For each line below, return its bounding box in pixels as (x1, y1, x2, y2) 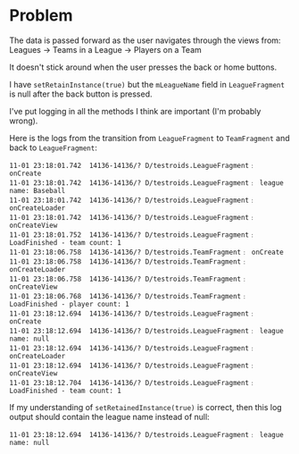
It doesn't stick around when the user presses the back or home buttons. (9, 62, 278, 72)
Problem (9, 5, 73, 26)
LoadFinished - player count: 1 (9, 299, 129, 308)
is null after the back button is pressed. (9, 88, 154, 99)
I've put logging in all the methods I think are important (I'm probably (9, 105, 262, 116)
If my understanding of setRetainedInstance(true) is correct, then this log (9, 401, 283, 412)
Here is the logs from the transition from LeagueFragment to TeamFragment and (9, 132, 290, 143)
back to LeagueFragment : (9, 142, 98, 153)
